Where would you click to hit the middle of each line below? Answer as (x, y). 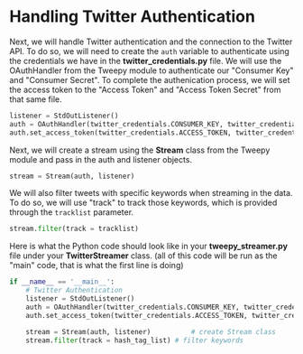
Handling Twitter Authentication (132, 17)
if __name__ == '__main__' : (62, 282)
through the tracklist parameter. (71, 212)
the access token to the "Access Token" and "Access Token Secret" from (145, 89)
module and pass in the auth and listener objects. (101, 159)
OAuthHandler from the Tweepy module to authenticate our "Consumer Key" (151, 70)
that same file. (36, 99)
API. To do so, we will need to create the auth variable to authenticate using (150, 51)
